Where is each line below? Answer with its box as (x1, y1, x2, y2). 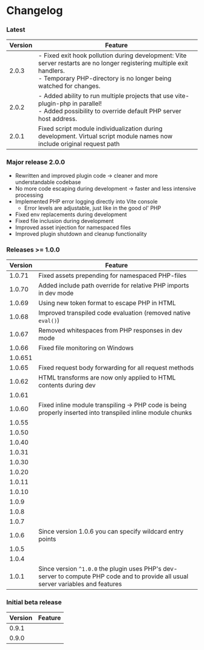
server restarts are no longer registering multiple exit (38, 59, 188, 68)
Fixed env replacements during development (15, 211, 127, 218)
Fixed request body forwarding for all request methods (38, 364, 194, 372)
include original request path (38, 140, 120, 148)
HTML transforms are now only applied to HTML (38, 373, 176, 382)
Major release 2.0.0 (6, 158, 66, 166)
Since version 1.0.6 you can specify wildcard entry (38, 528, 184, 536)
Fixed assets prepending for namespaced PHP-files (38, 272, 187, 280)
